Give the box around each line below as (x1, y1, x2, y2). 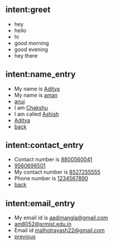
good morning (14, 39, 49, 46)
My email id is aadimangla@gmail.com (14, 214, 108, 222)
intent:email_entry (5, 198, 75, 209)
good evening (14, 46, 48, 53)
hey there (14, 52, 38, 59)
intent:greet (5, 5, 51, 15)
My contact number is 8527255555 (14, 169, 100, 176)
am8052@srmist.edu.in (14, 220, 72, 228)
